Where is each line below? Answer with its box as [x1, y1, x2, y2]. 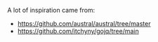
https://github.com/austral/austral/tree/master [17, 20, 151, 27]
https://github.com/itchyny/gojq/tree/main [17, 27, 139, 35]
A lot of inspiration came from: [7, 6, 96, 14]
